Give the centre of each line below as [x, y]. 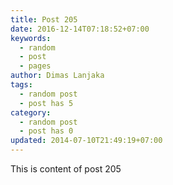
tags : [21, 85]
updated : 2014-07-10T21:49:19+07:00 [86, 141]
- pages [35, 66]
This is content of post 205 [66, 169]
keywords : [31, 38]
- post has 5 [46, 103]
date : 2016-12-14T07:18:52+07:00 [80, 29]
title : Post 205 [44, 19]
